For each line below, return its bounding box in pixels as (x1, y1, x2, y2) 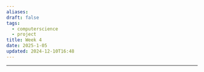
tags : (6, 20, 20, 26)
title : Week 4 (6, 37, 42, 43)
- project (12, 31, 36, 38)
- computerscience (12, 25, 59, 32)
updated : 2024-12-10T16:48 (6, 48, 75, 54)
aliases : (6, 8, 29, 15)
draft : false (6, 15, 39, 21)
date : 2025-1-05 (6, 43, 47, 49)
